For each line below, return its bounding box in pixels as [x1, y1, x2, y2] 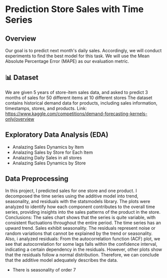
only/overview [5, 116, 35, 122]
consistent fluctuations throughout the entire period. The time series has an [5, 220, 161, 226]
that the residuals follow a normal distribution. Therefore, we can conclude [5, 252, 159, 258]
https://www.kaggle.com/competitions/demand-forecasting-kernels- [5, 111, 148, 117]
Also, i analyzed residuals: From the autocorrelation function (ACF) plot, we [5, 236, 160, 242]
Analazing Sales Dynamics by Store [12, 160, 86, 166]
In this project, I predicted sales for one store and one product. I [5, 188, 137, 194]
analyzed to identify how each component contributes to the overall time [5, 204, 155, 210]
